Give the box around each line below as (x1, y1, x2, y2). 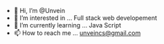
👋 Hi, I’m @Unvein (13, 7, 66, 14)
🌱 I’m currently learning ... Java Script (13, 21, 122, 29)
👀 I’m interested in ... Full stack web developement (13, 14, 158, 22)
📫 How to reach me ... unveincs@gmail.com (13, 29, 141, 37)
